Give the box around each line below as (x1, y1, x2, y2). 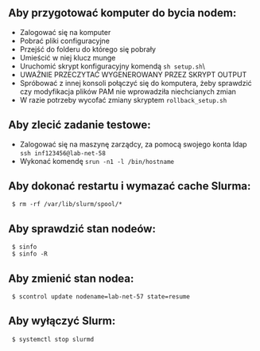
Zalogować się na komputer (19, 27, 111, 37)
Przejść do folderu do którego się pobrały (19, 44, 157, 54)
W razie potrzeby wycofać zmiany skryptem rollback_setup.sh (19, 95, 227, 104)
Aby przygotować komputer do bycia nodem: (8, 6, 237, 20)
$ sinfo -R (11, 250, 48, 258)
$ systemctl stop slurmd (11, 335, 94, 343)
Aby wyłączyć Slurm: (8, 314, 116, 328)
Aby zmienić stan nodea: (8, 271, 134, 285)
